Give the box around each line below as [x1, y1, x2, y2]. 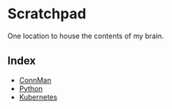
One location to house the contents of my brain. [7, 31, 164, 41]
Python [18, 84, 43, 93]
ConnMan [18, 75, 52, 84]
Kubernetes [18, 92, 57, 102]
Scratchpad [7, 5, 87, 23]
